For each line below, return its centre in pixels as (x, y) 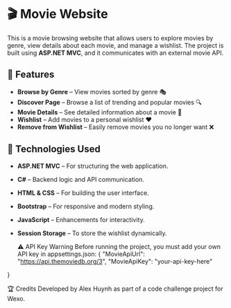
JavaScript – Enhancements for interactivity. (81, 219)
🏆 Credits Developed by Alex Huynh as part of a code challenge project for (115, 289)
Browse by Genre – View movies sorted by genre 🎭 (92, 92)
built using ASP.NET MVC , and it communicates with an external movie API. (115, 53)
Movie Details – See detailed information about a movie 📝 (100, 112)
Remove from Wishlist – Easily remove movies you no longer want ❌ (115, 127)
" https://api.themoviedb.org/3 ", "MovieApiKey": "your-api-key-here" (115, 261)
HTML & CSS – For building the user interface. (83, 193)
